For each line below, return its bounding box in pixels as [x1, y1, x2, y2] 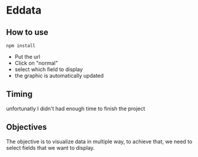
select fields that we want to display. [6, 144, 95, 151]
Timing [6, 89, 33, 100]
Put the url [14, 53, 40, 60]
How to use [6, 27, 48, 37]
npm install [6, 43, 35, 49]
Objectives [6, 122, 47, 132]
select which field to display [14, 66, 83, 73]
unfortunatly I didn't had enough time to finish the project [6, 105, 145, 112]
